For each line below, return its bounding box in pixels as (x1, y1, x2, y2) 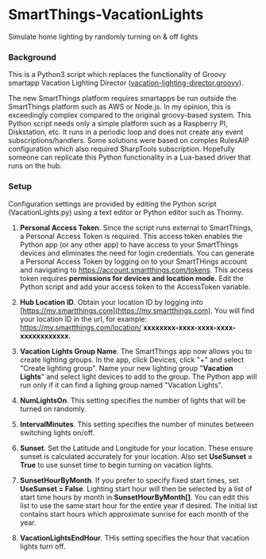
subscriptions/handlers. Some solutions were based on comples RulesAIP (8, 136, 249, 145)
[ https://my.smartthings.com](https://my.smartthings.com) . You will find (19, 306, 255, 315)
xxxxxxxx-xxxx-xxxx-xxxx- (142, 322, 237, 332)
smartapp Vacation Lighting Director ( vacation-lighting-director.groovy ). (8, 78, 244, 88)
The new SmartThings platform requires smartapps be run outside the (8, 94, 237, 103)
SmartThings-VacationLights (8, 6, 204, 24)
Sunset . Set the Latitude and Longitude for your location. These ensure (19, 443, 253, 453)
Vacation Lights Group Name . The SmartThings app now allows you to (19, 346, 253, 356)
